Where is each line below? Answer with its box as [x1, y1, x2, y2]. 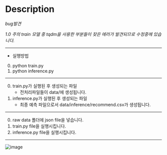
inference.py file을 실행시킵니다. [12, 129, 77, 135]
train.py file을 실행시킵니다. [12, 123, 66, 129]
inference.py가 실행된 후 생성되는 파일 [12, 95, 87, 101]
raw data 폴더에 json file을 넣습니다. [12, 117, 83, 123]
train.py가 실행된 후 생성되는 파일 [12, 83, 77, 89]
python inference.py [12, 68, 54, 74]
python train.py [12, 62, 44, 68]
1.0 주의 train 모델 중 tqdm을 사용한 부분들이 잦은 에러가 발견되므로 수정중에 [5, 31, 153, 37]
